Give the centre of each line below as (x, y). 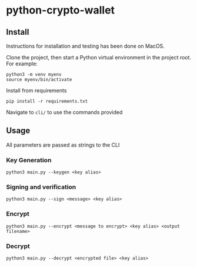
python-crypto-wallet (61, 10)
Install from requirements (36, 91)
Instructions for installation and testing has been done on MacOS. (85, 46)
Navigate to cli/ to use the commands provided (64, 112)
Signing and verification (41, 187)
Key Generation (29, 160)
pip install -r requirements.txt (47, 101)
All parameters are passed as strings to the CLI (63, 145)
